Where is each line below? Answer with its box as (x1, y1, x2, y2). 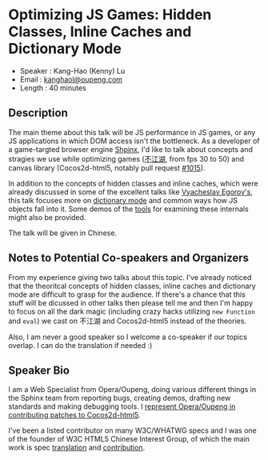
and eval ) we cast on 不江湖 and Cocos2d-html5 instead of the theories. (8, 316, 246, 326)
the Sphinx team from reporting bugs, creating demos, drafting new (8, 394, 231, 403)
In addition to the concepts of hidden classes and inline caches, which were (8, 178, 258, 188)
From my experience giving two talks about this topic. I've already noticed (8, 272, 252, 282)
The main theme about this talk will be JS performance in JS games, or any (8, 127, 256, 137)
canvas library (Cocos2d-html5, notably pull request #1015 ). (8, 162, 206, 173)
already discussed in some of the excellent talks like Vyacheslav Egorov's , (8, 186, 254, 197)
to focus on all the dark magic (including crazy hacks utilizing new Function (8, 306, 256, 316)
